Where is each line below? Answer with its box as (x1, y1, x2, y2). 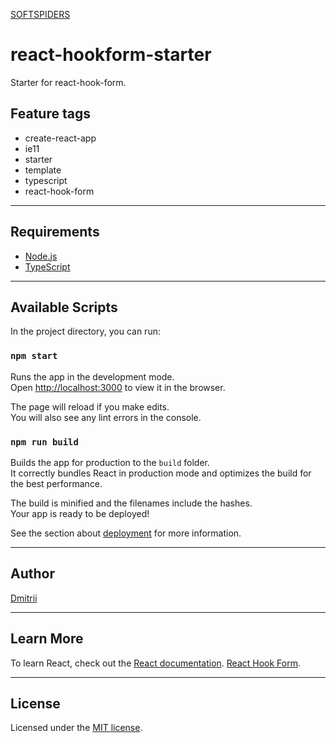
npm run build (10, 436, 79, 448)
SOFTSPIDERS (10, 9, 71, 20)
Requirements (10, 224, 100, 241)
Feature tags (10, 105, 91, 123)
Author (10, 565, 55, 583)
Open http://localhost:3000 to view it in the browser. (10, 381, 226, 393)
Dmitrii (10, 592, 38, 604)
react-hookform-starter (10, 44, 212, 66)
